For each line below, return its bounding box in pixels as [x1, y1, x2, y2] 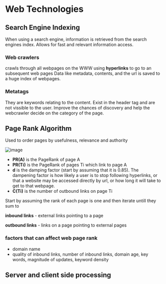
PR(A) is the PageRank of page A [12, 157, 80, 163]
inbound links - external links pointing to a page [5, 213, 104, 219]
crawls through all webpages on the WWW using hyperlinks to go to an [5, 65, 152, 71]
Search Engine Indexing [5, 23, 80, 32]
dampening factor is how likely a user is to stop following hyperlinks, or [12, 172, 158, 178]
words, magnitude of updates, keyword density [12, 256, 109, 262]
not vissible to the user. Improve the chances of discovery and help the [5, 105, 150, 111]
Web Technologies [5, 3, 84, 15]
